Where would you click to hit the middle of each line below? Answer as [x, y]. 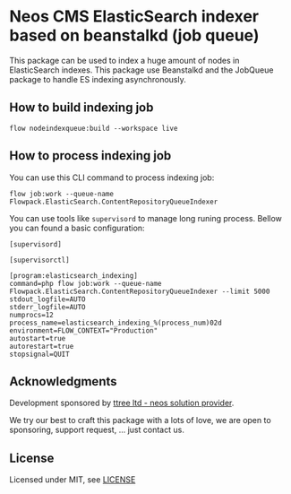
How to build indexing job [81, 108]
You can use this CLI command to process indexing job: [112, 178]
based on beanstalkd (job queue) [134, 35]
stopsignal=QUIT [39, 354]
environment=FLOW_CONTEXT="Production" [84, 330]
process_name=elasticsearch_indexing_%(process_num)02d [116, 323]
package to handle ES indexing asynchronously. [98, 79]
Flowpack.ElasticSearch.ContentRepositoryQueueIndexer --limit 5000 [140, 291]
